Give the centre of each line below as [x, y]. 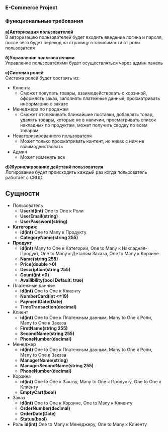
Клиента [22, 88]
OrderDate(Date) [38, 414]
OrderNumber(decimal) [45, 408]
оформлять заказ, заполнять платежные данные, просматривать [90, 98]
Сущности [23, 193]
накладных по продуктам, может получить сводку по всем [83, 125]
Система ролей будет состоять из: [43, 78]
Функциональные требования [44, 21]
